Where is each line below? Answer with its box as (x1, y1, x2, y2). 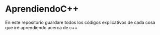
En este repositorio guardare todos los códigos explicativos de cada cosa (5, 19, 156, 25)
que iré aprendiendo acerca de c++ (5, 24, 78, 30)
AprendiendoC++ (5, 3, 79, 15)
